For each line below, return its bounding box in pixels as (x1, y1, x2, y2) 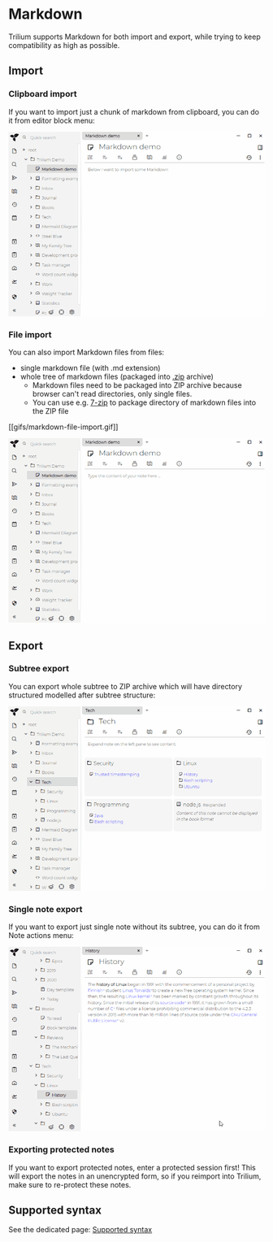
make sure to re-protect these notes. (8, 1179, 132, 1189)
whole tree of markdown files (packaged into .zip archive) (19, 371, 214, 382)
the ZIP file (32, 406, 69, 416)
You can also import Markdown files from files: (8, 347, 165, 358)
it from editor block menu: (8, 115, 95, 125)
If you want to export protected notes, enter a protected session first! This (8, 1162, 256, 1172)
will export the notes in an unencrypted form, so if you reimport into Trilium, (8, 1171, 262, 1181)
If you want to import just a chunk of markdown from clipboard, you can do (8, 106, 260, 116)
